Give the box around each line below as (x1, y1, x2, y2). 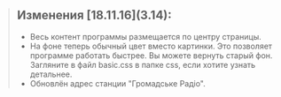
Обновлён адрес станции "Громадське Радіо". (29, 78, 206, 88)
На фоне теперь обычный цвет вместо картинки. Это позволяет (29, 41, 272, 51)
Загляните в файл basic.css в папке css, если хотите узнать (29, 59, 256, 70)
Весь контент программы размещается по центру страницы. (29, 31, 262, 41)
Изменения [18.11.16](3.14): (16, 8, 172, 23)
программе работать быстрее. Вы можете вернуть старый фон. (29, 49, 273, 61)
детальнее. (29, 69, 73, 79)
